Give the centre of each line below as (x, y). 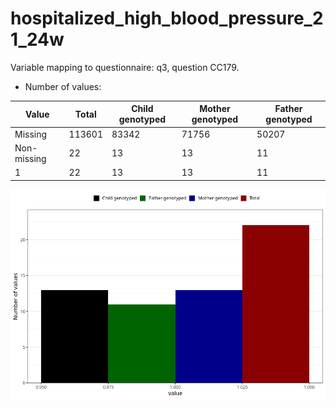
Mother (215, 109)
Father (288, 109)
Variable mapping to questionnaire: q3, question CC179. (125, 67)
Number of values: (63, 86)
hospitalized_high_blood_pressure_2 (167, 18)
